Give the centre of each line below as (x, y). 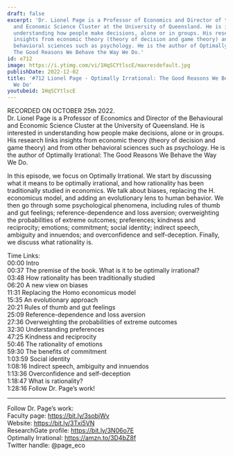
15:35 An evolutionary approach (53, 300)
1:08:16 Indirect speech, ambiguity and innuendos (78, 366)
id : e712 (20, 59)
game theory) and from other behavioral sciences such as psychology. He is (116, 148)
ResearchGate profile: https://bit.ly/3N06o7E (70, 430)
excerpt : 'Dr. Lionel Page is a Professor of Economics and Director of (114, 20)
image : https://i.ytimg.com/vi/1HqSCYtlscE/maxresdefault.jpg (99, 65)
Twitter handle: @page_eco (46, 446)
